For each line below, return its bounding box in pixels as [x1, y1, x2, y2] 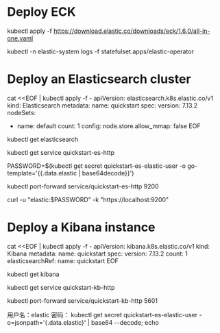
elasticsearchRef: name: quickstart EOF [7, 256, 119, 264]
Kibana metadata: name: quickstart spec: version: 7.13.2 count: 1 [7, 249, 188, 258]
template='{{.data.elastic [7, 169, 77, 177]
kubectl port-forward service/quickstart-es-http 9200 [7, 182, 159, 190]
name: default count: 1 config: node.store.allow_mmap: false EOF [16, 121, 201, 130]
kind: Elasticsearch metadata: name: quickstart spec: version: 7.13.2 [7, 101, 198, 110]
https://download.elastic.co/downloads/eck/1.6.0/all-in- [53, 27, 210, 35]
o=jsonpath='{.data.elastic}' [7, 318, 86, 326]
